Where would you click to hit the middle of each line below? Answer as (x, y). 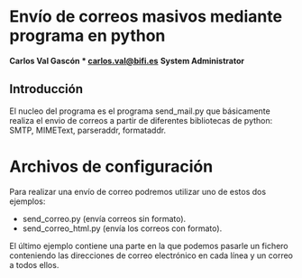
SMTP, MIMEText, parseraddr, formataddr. (88, 130)
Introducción (46, 89)
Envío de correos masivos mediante (146, 17)
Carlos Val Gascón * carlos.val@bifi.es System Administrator (127, 60)
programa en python (87, 36)
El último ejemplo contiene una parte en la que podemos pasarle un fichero (149, 246)
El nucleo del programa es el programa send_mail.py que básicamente (140, 111)
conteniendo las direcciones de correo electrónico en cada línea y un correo (151, 255)
